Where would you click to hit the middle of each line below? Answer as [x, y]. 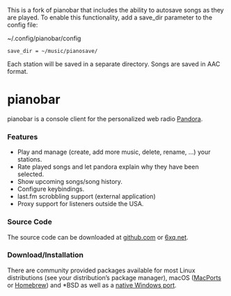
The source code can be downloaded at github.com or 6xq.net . [98, 237]
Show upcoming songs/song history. [70, 182]
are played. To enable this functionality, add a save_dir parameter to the [110, 17]
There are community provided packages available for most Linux [102, 270]
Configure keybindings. [51, 189]
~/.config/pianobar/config [44, 38]
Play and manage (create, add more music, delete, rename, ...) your [114, 152]
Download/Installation [46, 255]
